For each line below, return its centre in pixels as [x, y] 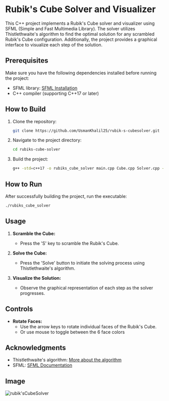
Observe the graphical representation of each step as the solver [87, 288]
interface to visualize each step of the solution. [54, 44]
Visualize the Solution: [37, 278]
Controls [19, 309]
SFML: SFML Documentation [42, 365]
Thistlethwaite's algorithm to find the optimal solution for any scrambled [80, 34]
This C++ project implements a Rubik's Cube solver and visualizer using [80, 23]
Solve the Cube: [30, 253]
